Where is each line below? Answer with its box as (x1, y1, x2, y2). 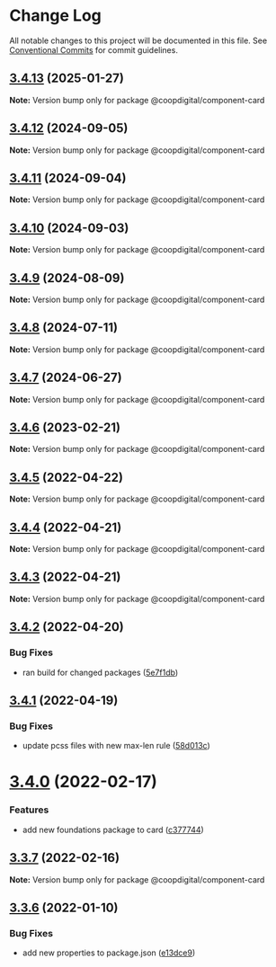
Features (9, 803, 49, 816)
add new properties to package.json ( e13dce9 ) (22, 947, 196, 958)
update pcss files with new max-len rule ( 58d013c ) (22, 741, 211, 751)
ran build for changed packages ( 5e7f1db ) (22, 667, 178, 678)
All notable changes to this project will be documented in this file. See (9, 35, 268, 46)
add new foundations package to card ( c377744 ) (22, 824, 204, 835)
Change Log (9, 5, 102, 26)
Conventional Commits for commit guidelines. (9, 44, 178, 55)
